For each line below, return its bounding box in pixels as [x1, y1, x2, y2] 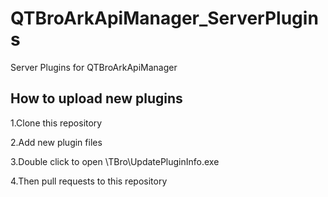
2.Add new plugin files [10, 136, 103, 148]
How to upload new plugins [10, 90, 183, 107]
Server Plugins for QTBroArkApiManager [10, 61, 178, 73]
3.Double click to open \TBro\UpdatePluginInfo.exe [10, 155, 220, 167]
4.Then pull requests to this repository [10, 175, 168, 187]
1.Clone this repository [10, 117, 103, 129]
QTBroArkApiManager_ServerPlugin [10, 7, 319, 30]
